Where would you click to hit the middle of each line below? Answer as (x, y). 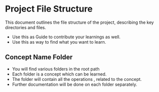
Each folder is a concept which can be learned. (59, 74)
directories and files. (26, 27)
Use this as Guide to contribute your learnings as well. (66, 37)
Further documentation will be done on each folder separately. (75, 84)
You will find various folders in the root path (56, 69)
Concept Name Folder (39, 57)
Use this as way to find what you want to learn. (59, 42)
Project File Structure (49, 9)
